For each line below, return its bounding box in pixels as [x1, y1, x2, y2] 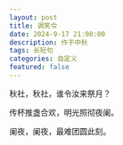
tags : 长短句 [9, 46, 53, 55]
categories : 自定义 [9, 54, 78, 63]
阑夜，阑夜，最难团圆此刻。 [9, 125, 111, 136]
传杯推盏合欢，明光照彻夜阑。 [9, 107, 119, 117]
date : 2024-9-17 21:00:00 [9, 29, 105, 38]
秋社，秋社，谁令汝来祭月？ [9, 88, 111, 99]
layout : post [9, 12, 58, 22]
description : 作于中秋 [9, 37, 88, 47]
